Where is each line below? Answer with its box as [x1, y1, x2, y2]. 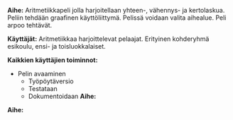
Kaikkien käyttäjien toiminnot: [7, 56, 98, 64]
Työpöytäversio [28, 77, 75, 85]
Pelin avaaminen [17, 70, 66, 78]
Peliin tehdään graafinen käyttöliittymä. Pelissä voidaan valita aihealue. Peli [7, 13, 227, 22]
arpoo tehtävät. [7, 21, 53, 29]
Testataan [28, 85, 58, 92]
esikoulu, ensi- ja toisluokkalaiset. [7, 42, 107, 50]
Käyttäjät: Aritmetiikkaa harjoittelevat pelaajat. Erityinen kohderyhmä [7, 35, 210, 43]
